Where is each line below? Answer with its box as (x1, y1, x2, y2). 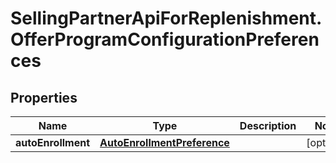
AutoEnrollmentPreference (99, 136, 230, 149)
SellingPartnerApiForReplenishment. (10, 7, 323, 30)
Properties (10, 89, 78, 106)
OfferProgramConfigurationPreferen (10, 28, 320, 51)
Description (239, 119, 297, 132)
